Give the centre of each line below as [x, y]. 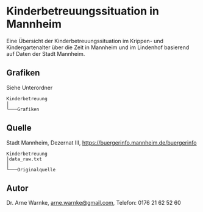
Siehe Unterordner [30, 87]
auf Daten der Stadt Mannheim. [46, 53]
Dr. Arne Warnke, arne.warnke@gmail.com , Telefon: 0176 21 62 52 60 [94, 203]
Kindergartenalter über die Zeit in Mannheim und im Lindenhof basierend [98, 47]
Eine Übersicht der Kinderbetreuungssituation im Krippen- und [85, 41]
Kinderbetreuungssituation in [83, 11]
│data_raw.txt [24, 159]
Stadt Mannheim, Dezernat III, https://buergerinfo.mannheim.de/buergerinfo [101, 142]
